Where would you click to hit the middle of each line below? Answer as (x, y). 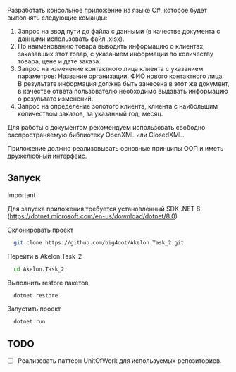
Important (21, 195)
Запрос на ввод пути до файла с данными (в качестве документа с (119, 31)
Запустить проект (34, 309)
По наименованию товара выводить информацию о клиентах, (111, 46)
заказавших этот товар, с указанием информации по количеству (115, 54)
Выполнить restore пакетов (48, 283)
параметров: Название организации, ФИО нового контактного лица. (120, 76)
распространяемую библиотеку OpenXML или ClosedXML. (96, 135)
